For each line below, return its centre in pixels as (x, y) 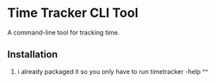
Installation (33, 55)
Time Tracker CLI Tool (73, 13)
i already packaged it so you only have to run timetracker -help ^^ (113, 71)
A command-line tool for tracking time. (64, 32)
